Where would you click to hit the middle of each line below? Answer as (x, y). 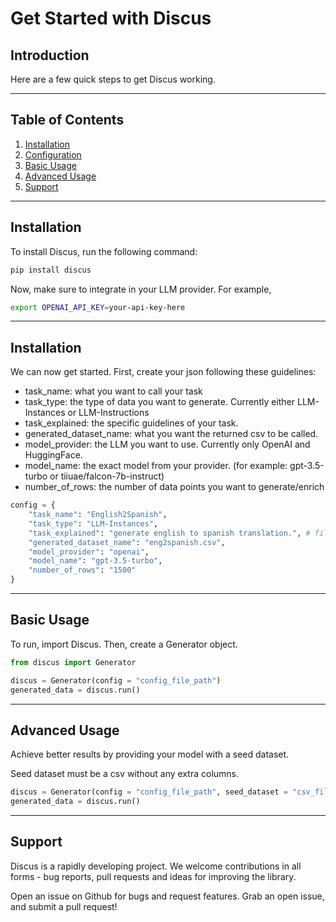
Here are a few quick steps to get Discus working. (113, 79)
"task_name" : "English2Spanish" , (98, 515)
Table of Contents (67, 120)
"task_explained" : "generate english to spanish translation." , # (169, 533)
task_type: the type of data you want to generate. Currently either (160, 402)
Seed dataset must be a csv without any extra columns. (125, 774)
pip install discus (51, 270)
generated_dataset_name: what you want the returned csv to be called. (171, 434)
